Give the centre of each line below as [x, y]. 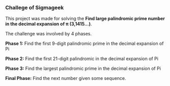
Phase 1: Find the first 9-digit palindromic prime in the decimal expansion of [84, 44]
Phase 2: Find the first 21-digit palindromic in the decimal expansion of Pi [82, 59]
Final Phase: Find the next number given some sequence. [66, 78]
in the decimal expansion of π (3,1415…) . [49, 24]
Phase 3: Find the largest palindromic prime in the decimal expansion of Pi [83, 69]
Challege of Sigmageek [35, 8]
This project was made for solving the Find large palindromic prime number [85, 19]
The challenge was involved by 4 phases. [49, 34]
